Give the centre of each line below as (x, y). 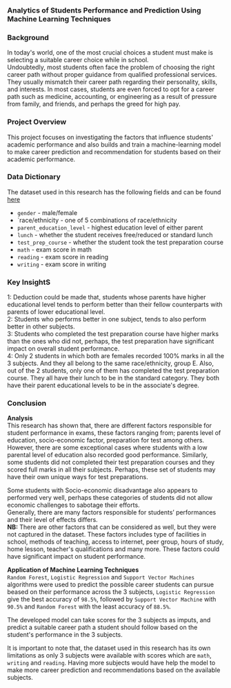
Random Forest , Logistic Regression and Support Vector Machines (101, 577)
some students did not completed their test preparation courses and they (111, 463)
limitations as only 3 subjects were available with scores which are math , (109, 656)
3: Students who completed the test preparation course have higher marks (113, 334)
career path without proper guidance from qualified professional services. (112, 75)
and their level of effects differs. (52, 520)
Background (28, 37)
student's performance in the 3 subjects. (65, 635)
